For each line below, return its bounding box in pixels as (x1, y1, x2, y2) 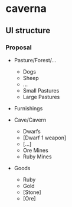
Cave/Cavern (14, 116, 47, 123)
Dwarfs (22, 128, 41, 135)
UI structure (5, 26, 51, 36)
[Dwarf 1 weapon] (22, 134, 67, 141)
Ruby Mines (22, 153, 52, 160)
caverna (5, 2, 47, 15)
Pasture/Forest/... (14, 56, 57, 63)
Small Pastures (22, 87, 60, 94)
